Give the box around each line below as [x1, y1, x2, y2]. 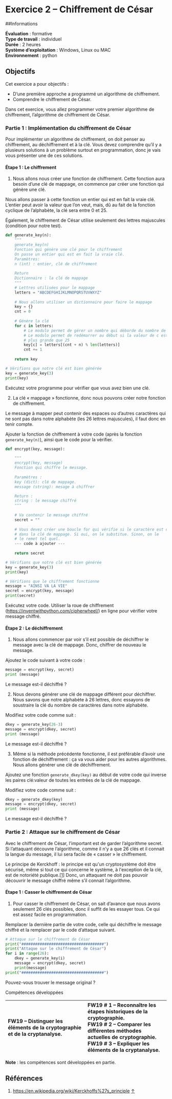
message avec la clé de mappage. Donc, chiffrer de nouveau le [12, 642, 147, 648]
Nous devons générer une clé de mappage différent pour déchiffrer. [12, 691, 156, 697]
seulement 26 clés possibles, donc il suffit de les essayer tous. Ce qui [12, 906, 160, 912]
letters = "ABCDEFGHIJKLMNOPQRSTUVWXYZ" [14, 290, 102, 295]
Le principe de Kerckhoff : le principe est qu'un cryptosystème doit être [5, 861, 156, 867]
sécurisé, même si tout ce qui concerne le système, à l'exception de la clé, [5, 866, 163, 873]
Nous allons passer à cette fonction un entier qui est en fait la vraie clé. [5, 197, 155, 203]
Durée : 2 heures [5, 41, 41, 47]
